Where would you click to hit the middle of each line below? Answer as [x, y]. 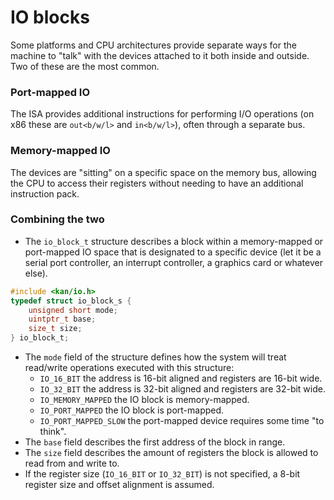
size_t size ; [55, 329]
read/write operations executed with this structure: [129, 368]
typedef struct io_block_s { [71, 301]
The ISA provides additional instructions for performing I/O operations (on [162, 114]
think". [53, 432]
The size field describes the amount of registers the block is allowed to [171, 453]
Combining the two [57, 219]
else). [36, 273]
